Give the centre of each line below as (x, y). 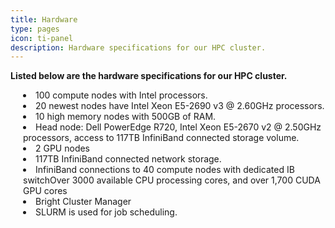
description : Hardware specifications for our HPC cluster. (138, 47)
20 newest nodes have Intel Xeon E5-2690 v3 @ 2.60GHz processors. (180, 106)
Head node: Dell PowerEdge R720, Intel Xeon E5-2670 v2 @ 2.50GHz (178, 127)
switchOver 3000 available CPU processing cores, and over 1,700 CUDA (172, 180)
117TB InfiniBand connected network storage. (128, 159)
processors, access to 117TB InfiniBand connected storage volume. (161, 138)
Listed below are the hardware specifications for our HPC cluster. (149, 76)
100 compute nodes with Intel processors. (121, 95)
